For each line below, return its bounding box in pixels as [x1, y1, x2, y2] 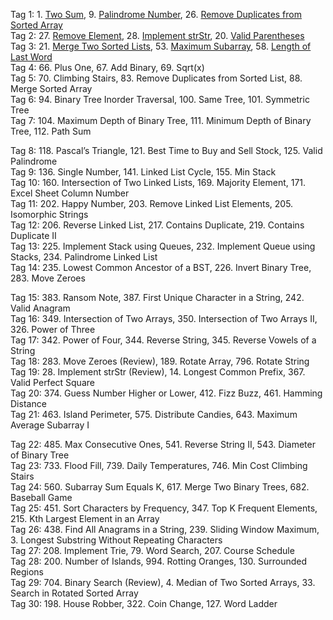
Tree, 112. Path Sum [10, 125, 92, 137]
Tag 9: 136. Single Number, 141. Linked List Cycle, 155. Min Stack [10, 166, 277, 178]
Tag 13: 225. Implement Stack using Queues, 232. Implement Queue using [10, 240, 316, 252]
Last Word [10, 51, 53, 63]
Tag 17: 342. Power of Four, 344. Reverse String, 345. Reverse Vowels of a [10, 334, 317, 346]
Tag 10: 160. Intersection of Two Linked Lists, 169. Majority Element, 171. [10, 177, 307, 188]
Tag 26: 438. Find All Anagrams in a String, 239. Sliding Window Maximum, [10, 524, 320, 535]
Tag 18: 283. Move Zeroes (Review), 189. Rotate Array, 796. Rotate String [10, 355, 310, 367]
